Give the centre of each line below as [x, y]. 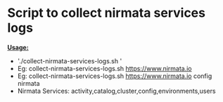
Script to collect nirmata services [107, 13]
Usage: [18, 47]
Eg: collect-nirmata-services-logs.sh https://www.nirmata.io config [115, 76]
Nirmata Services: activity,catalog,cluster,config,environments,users [116, 91]
